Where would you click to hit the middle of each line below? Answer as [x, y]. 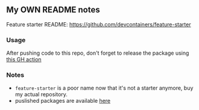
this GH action [24, 60]
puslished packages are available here [63, 101]
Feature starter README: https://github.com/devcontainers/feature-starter [99, 24]
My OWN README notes [53, 10]
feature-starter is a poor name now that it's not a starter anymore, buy [104, 88]
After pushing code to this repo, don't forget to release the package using [98, 53]
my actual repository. [41, 94]
